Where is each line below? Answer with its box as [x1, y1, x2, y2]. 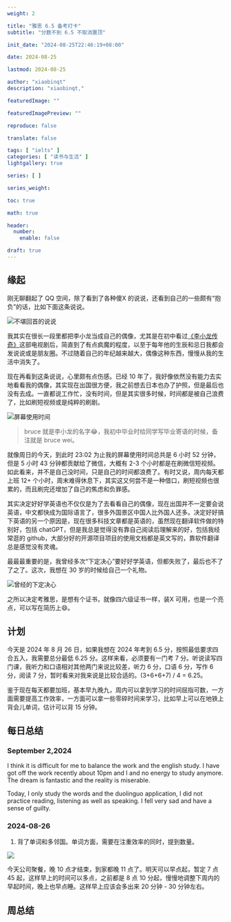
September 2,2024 [7, 746, 72, 755]
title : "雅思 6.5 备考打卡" [7, 22, 81, 30]
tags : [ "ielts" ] [7, 147, 60, 154]
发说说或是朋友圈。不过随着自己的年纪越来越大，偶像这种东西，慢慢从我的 [7, 349, 218, 357]
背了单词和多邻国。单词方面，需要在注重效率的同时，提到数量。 [16, 837, 198, 846]
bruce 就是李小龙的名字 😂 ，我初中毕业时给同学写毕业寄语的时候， [23, 427, 212, 436]
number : [13, 228, 36, 235]
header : [7, 222, 30, 229]
